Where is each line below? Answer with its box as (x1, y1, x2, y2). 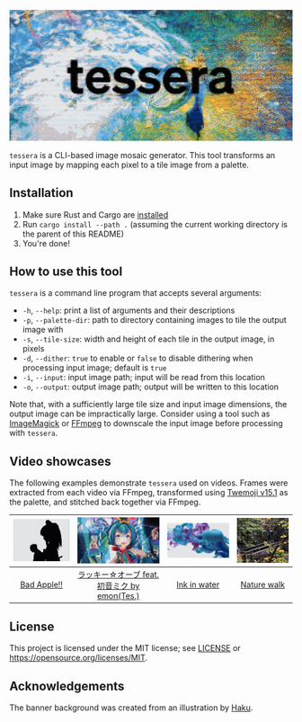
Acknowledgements (9, 678, 125, 693)
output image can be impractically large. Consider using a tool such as (9, 408, 271, 419)
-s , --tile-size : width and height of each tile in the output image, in (22, 334, 275, 344)
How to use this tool (9, 264, 123, 279)
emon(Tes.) (97, 591, 140, 602)
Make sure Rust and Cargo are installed (22, 209, 169, 220)
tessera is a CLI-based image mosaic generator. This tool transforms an (9, 149, 276, 160)
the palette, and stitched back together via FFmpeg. (9, 496, 201, 508)
